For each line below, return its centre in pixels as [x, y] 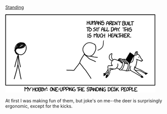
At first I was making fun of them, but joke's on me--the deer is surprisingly [84, 101]
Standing [15, 7]
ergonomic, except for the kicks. [39, 106]
